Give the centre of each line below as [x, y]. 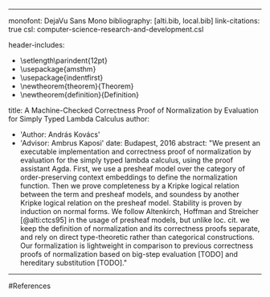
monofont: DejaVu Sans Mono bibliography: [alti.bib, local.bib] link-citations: [134, 21]
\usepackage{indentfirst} [61, 78]
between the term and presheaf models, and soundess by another [129, 194]
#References [29, 286]
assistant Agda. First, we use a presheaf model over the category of [132, 169]
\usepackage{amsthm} [58, 69]
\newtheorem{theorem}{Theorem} [77, 86]
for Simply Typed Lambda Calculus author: [79, 119]
